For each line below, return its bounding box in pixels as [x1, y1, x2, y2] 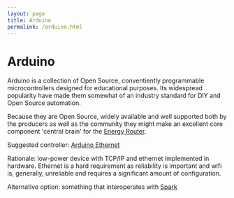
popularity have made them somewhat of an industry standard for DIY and [7, 92, 221, 100]
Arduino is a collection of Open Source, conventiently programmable [7, 76, 205, 85]
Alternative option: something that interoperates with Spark [7, 183, 178, 191]
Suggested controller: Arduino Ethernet [7, 141, 120, 149]
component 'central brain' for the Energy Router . [7, 127, 147, 136]
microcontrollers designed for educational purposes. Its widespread [7, 84, 203, 92]
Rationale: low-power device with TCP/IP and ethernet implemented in [7, 155, 210, 163]
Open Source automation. [7, 99, 82, 107]
